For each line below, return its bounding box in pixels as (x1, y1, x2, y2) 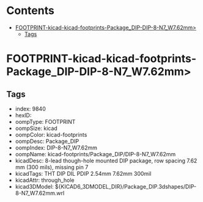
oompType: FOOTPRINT (15, 118, 76, 125)
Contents (6, 4, 55, 18)
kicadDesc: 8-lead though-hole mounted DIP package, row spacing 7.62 (15, 157, 197, 164)
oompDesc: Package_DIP (15, 137, 79, 145)
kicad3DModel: (15, 182, 54, 190)
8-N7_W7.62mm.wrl (15, 189, 65, 197)
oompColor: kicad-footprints (15, 131, 87, 138)
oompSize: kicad (15, 124, 58, 132)
